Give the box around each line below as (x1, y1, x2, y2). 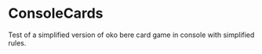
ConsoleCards (8, 5, 104, 22)
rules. (8, 38, 27, 47)
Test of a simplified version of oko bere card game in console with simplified (8, 30, 255, 39)
